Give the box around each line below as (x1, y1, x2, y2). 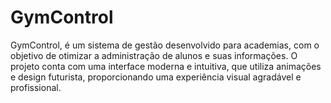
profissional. (10, 81, 62, 93)
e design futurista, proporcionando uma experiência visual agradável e (10, 71, 302, 83)
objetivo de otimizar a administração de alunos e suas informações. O (10, 49, 298, 61)
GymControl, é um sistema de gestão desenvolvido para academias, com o (10, 39, 320, 51)
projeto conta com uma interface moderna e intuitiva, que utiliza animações (10, 60, 322, 72)
